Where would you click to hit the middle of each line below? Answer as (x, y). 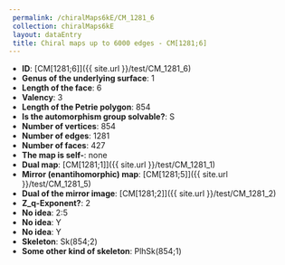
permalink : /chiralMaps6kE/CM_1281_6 (83, 18)
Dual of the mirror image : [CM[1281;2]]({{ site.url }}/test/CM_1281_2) (149, 194)
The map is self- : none (64, 156)
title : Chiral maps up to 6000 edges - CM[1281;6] (109, 43)
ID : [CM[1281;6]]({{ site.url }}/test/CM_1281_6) (106, 69)
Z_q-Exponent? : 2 (56, 203)
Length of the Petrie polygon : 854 (86, 107)
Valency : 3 (42, 98)
